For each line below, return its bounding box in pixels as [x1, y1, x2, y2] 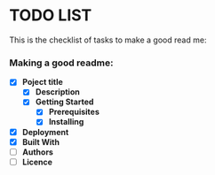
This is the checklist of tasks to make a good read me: [9, 34, 207, 45]
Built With [21, 136, 60, 147]
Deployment [21, 126, 69, 137]
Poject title [21, 77, 64, 87]
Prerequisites [48, 107, 100, 118]
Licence [21, 156, 53, 167]
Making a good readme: [9, 57, 114, 69]
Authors [21, 147, 53, 157]
